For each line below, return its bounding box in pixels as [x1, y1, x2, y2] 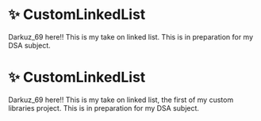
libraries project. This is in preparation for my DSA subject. [8, 103, 200, 112]
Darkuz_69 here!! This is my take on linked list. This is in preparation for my [8, 32, 254, 41]
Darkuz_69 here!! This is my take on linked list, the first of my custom [8, 95, 234, 104]
